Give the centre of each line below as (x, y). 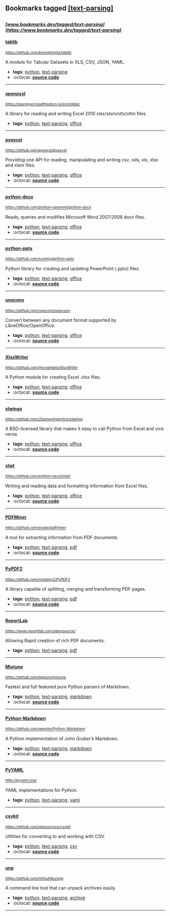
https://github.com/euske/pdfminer (36, 528)
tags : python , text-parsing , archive (49, 898)
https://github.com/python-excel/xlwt (38, 476)
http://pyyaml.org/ (21, 781)
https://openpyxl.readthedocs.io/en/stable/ (43, 104)
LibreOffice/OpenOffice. (30, 325)
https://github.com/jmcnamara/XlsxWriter (41, 368)
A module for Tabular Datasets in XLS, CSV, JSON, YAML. (65, 62)
